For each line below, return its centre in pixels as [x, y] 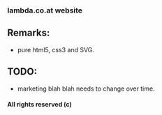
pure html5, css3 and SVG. [56, 49]
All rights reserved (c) [39, 105]
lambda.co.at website [45, 10]
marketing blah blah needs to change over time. [86, 89]
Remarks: [29, 33]
